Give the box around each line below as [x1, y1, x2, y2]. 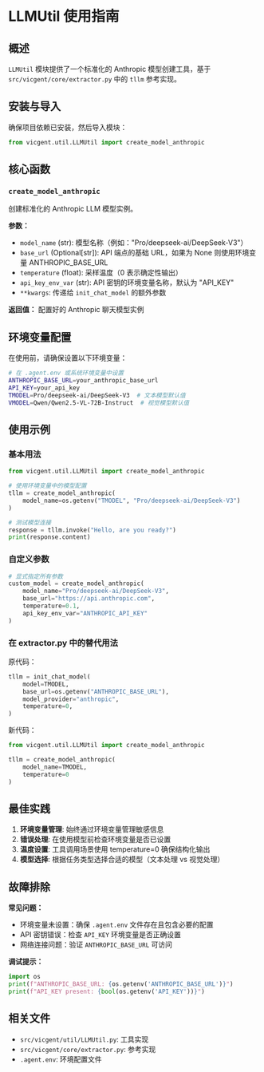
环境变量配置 [8, 330, 72, 344]
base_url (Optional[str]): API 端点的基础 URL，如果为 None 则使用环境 [19, 248, 250, 258]
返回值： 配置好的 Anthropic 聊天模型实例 [8, 305, 144, 314]
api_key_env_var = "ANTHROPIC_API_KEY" [22, 609, 148, 617]
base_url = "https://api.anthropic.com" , [22, 595, 156, 603]
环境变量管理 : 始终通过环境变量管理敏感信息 [19, 825, 164, 834]
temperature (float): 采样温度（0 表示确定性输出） [19, 268, 183, 278]
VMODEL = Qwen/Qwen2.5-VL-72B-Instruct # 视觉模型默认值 [8, 398, 190, 407]
